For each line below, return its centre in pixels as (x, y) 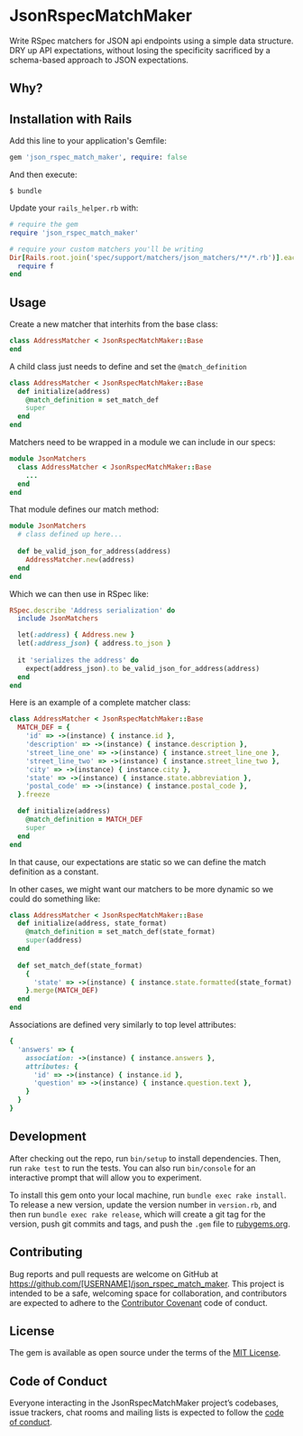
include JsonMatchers (58, 619)
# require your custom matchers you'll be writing (106, 249)
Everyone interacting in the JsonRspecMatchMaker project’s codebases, (144, 1403)
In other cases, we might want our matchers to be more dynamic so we (141, 889)
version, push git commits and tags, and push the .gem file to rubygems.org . (150, 1224)
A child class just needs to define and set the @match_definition (129, 366)
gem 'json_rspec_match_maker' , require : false (98, 158)
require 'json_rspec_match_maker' (74, 233)
